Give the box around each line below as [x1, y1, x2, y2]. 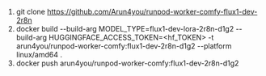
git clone [15, 7, 46, 16]
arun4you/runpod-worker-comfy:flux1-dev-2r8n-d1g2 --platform [15, 41, 232, 51]
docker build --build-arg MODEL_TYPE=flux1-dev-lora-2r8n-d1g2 [15, 24, 234, 33]
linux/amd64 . [15, 50, 63, 59]
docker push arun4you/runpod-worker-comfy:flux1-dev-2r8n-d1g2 [15, 58, 239, 68]
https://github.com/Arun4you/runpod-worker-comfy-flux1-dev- [47, 7, 258, 16]
